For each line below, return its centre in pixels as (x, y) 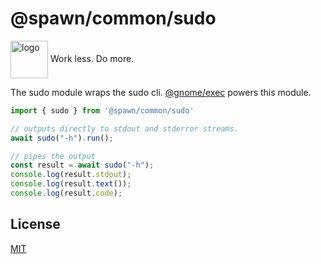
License (35, 224)
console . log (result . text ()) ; (71, 184)
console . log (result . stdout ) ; (71, 175)
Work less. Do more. (92, 58)
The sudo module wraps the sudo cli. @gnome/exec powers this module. (161, 92)
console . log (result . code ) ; (66, 193)
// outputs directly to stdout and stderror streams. (125, 128)
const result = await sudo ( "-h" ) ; (82, 165)
